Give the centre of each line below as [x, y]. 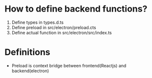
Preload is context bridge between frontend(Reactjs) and [69, 65]
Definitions [28, 52]
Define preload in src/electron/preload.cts [54, 27]
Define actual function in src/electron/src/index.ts [62, 32]
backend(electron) [30, 71]
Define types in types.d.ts [38, 22]
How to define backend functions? [76, 9]
